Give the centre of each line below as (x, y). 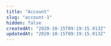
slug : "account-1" (29, 17)
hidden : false (24, 23)
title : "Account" (28, 12)
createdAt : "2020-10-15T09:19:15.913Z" (56, 28)
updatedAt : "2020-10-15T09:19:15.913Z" (56, 34)
